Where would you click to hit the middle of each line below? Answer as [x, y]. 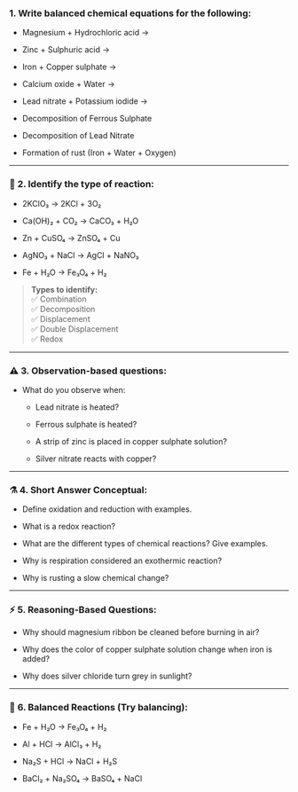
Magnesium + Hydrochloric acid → [85, 33]
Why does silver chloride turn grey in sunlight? [107, 676]
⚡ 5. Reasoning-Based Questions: [83, 610]
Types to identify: [64, 289]
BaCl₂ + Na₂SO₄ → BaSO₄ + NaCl [82, 778]
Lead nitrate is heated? [77, 407]
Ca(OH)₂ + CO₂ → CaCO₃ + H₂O [80, 221]
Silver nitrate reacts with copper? [96, 459]
